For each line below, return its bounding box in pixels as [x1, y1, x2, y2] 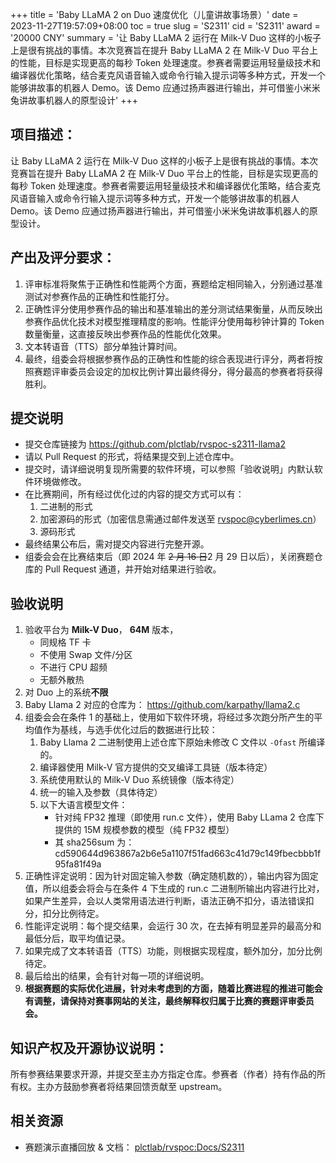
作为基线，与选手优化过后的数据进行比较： [42, 724, 218, 736]
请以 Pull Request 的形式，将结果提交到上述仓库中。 [24, 451, 240, 463]
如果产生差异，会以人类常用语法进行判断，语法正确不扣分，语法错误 [24, 895, 306, 907]
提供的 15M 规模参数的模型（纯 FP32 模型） [54, 824, 235, 836]
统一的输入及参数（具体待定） [39, 786, 163, 798]
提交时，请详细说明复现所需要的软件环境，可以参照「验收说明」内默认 [24, 463, 315, 475]
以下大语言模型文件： [39, 799, 128, 811]
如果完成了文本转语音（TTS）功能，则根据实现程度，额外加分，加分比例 [24, 945, 323, 957]
